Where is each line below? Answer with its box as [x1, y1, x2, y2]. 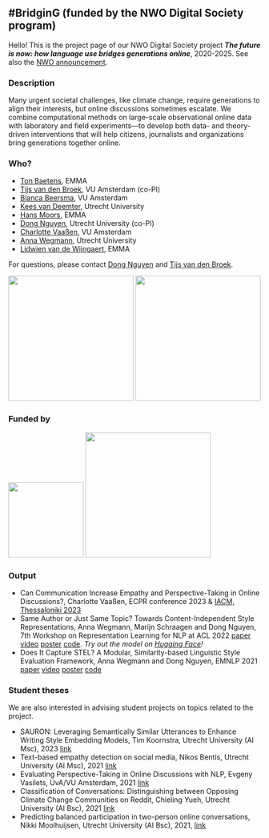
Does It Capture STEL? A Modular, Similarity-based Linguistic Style [19, 648, 241, 657]
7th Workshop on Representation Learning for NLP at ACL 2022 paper [19, 631, 251, 640]
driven [8, 130, 30, 139]
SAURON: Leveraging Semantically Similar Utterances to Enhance [19, 727, 237, 736]
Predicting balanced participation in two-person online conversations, [19, 812, 251, 822]
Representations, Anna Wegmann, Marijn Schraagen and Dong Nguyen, [19, 622, 256, 631]
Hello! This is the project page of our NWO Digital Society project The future [8, 40, 261, 50]
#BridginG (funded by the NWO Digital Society [8, 6, 244, 20]
